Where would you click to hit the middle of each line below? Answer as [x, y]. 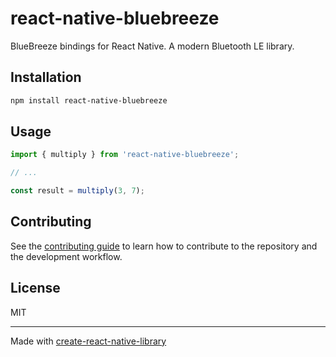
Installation [46, 77]
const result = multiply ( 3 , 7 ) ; [77, 191]
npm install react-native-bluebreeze [89, 100]
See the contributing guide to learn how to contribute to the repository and [164, 246]
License [35, 288]
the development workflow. [66, 256]
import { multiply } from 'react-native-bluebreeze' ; [125, 155]
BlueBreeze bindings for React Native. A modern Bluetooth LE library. [152, 46]
